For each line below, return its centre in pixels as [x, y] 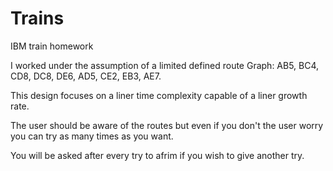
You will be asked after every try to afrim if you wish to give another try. [157, 155]
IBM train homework [52, 46]
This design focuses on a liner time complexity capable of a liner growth [159, 95]
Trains [37, 18]
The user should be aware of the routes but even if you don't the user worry [167, 125]
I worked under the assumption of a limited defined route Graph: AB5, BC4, [165, 65]
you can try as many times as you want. [92, 136]
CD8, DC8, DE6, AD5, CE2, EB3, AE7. [86, 76]
